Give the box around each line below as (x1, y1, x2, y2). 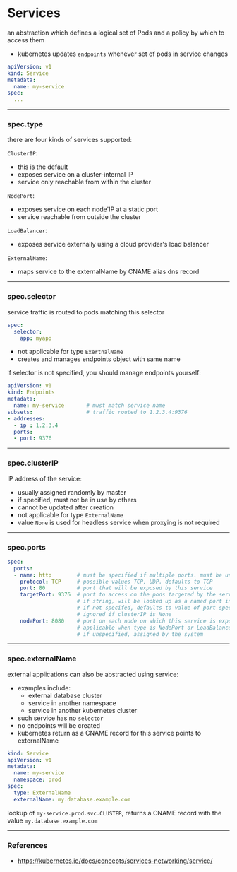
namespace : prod (13, 776, 61, 784)
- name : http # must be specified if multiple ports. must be (13, 571, 222, 579)
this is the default (17, 163, 68, 171)
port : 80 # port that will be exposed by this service (20, 584, 213, 591)
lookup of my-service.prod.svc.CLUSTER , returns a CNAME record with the (7, 808, 222, 817)
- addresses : (7, 415, 46, 422)
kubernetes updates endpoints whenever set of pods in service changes (17, 49, 228, 58)
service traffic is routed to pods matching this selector (7, 307, 165, 316)
